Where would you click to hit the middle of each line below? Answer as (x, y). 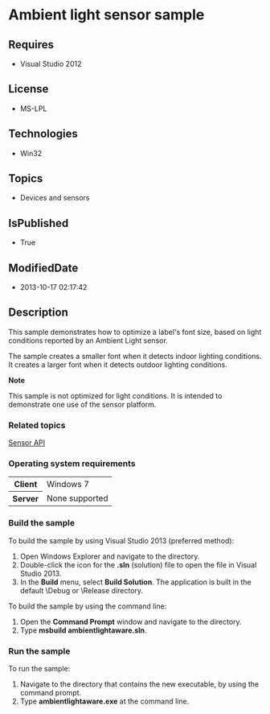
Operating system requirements (72, 464)
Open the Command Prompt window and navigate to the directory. (131, 621)
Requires (31, 45)
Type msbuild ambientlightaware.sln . (83, 630)
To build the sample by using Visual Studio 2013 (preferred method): (121, 540)
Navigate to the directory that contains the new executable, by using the (139, 684)
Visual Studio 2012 (51, 64)
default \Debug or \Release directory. (81, 590)
